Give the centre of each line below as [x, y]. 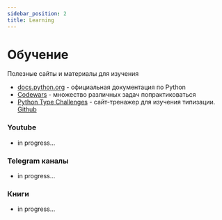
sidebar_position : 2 [37, 14]
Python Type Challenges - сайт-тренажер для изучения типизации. [116, 102]
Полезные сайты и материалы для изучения [73, 74]
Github [27, 109]
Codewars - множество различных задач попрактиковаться [106, 95]
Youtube [22, 127]
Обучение [38, 55]
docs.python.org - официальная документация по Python [102, 87]
